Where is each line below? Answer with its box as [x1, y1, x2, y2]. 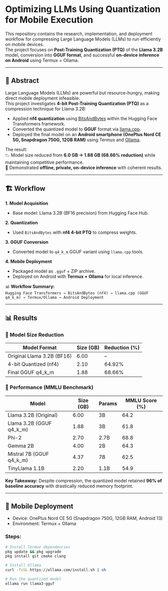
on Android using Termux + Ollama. [5, 57, 79, 63]
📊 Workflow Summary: [5, 283, 55, 289]
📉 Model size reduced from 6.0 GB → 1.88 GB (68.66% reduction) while [5, 152, 156, 158]
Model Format [22, 344, 57, 351]
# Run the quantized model [5, 576, 61, 581]
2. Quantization [5, 219, 38, 226]
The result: [5, 146, 27, 152]
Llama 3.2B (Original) [7, 411, 58, 418]
